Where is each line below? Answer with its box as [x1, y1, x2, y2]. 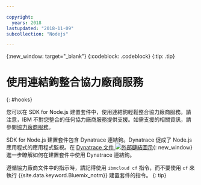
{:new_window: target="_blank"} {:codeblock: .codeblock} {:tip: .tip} [6, 52, 176, 60]
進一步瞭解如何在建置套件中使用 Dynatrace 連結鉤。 [6, 151, 135, 158]
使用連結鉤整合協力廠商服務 [6, 76, 144, 89]
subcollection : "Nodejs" [6, 31, 69, 37]
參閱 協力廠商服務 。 [6, 124, 54, 131]
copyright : [6, 14, 34, 20]
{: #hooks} [6, 96, 32, 103]
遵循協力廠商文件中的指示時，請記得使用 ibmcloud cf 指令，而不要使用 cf [6, 164, 188, 172]
